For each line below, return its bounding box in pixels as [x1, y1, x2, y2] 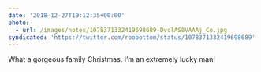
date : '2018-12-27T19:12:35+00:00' [8, 11, 125, 20]
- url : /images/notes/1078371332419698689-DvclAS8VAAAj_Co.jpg [15, 26, 227, 34]
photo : [8, 19, 30, 27]
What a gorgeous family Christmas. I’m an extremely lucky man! [8, 55, 215, 64]
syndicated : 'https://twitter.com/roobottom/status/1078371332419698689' [8, 33, 256, 41]
